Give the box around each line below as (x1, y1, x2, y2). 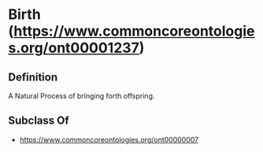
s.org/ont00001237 (8, 39, 139, 57)
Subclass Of (8, 114, 69, 128)
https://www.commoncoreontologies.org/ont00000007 (19, 135, 199, 144)
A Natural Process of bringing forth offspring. (8, 91, 155, 100)
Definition (8, 70, 57, 83)
